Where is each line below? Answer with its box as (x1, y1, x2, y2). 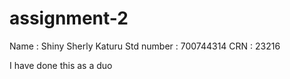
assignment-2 (9, 7, 129, 30)
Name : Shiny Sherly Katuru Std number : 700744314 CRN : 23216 (9, 40, 281, 52)
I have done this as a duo (9, 59, 113, 71)
